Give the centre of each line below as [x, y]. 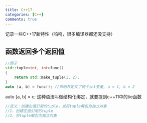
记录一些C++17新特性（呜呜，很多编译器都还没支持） [60, 34]
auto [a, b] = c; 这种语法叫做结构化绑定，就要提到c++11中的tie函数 [73, 97]
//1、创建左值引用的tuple [29, 111]
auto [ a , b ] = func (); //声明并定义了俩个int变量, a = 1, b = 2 [70, 87]
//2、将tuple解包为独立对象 [31, 116]
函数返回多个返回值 [35, 51]
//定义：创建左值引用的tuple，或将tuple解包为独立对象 [56, 106]
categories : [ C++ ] [24, 15]
